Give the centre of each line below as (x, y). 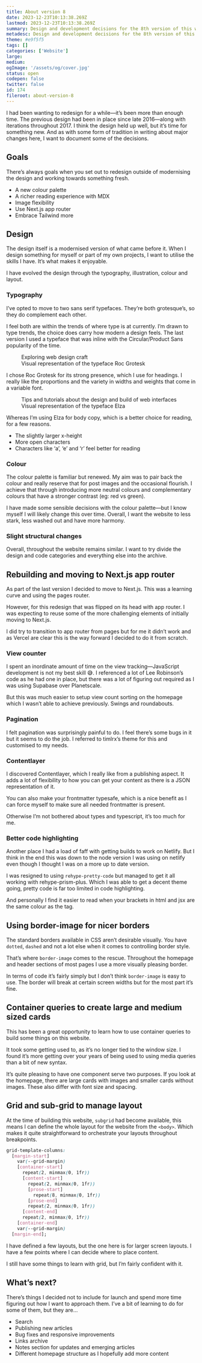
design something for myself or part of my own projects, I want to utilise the (100, 255)
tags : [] (17, 46)
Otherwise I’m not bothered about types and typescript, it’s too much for (96, 816)
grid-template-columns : (36, 1150)
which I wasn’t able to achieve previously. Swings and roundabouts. (90, 703)
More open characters (42, 442)
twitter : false (25, 85)
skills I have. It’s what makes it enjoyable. (57, 262)
